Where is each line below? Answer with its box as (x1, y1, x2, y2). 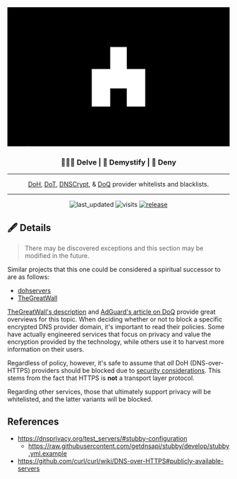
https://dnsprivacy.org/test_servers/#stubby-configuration (17, 434, 188, 442)
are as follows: (7, 273, 50, 281)
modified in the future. (24, 252, 90, 260)
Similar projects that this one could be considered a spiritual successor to (7, 265, 221, 274)
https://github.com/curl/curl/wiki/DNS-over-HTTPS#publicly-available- (17, 456, 224, 465)
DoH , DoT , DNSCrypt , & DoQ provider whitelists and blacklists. (28, 180, 209, 189)
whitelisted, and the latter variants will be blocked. (7, 395, 153, 403)
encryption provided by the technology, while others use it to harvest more (7, 338, 224, 346)
